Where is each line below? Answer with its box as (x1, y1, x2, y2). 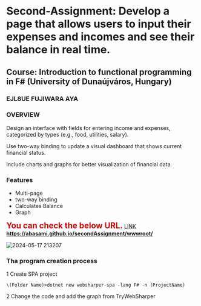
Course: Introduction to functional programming (6, 67, 192, 77)
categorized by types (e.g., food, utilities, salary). (6, 131, 129, 138)
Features (6, 175, 33, 184)
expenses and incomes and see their (6, 30, 195, 44)
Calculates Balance (15, 203, 64, 210)
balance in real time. (6, 43, 111, 57)
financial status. (6, 149, 46, 156)
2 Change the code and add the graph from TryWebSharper (6, 293, 156, 300)
